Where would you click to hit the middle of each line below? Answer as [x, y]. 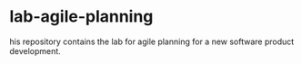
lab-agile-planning [81, 17]
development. [35, 50]
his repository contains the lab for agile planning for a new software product [152, 41]
